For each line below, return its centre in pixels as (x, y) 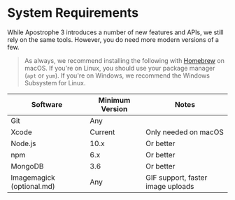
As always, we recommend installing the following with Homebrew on (124, 60)
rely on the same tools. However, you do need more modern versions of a (113, 39)
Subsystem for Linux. (55, 83)
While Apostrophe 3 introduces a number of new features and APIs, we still (115, 32)
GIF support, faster (177, 178)
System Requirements (73, 13)
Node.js (23, 143)
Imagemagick (33, 178)
